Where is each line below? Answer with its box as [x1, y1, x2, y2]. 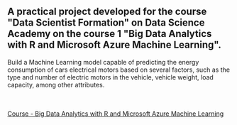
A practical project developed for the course [7, 6, 207, 18]
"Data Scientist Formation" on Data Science [7, 17, 205, 29]
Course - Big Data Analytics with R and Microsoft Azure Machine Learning [7, 109, 224, 118]
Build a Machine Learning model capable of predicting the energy [7, 58, 199, 66]
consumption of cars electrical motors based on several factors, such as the [7, 65, 231, 74]
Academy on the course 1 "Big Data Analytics [7, 28, 212, 40]
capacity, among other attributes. [7, 80, 105, 89]
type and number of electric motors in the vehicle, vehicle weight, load [7, 72, 214, 81]
